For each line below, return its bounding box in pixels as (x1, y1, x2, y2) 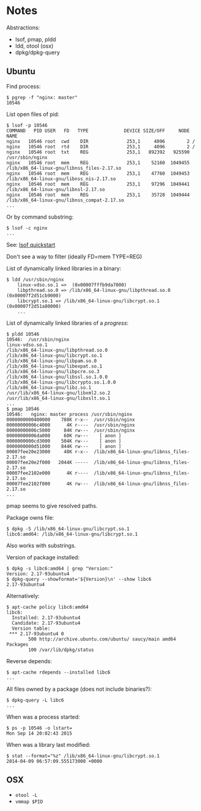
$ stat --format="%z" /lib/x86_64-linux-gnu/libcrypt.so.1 (6, 752, 160, 759)
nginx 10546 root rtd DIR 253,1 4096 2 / (6, 144, 196, 150)
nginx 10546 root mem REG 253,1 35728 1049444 (6, 192, 190, 198)
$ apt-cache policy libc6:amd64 (6, 604, 89, 610)
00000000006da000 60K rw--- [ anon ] (6, 432, 122, 438)
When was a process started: (6, 713, 81, 721)
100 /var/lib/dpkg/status (28, 647, 95, 653)
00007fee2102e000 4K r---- (6, 470, 89, 476)
